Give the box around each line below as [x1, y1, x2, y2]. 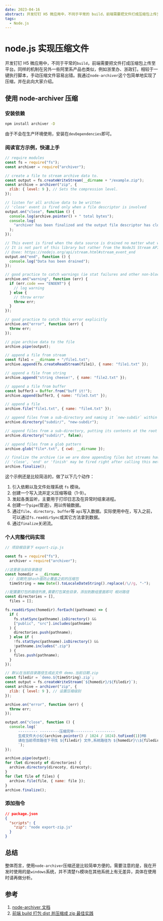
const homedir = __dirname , [5, 572, 62, 577]
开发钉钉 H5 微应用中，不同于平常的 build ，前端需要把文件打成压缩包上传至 [5, 60, 156, 66]
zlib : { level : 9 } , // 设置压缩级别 [9, 689, 81, 694]
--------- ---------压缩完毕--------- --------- [17, 729, 115, 734]
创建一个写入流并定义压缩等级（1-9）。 [12, 490, 89, 496]
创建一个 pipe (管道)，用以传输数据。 [12, 502, 84, 508]
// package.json [5, 811, 38, 816]
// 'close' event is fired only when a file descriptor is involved [5, 205, 147, 209]
